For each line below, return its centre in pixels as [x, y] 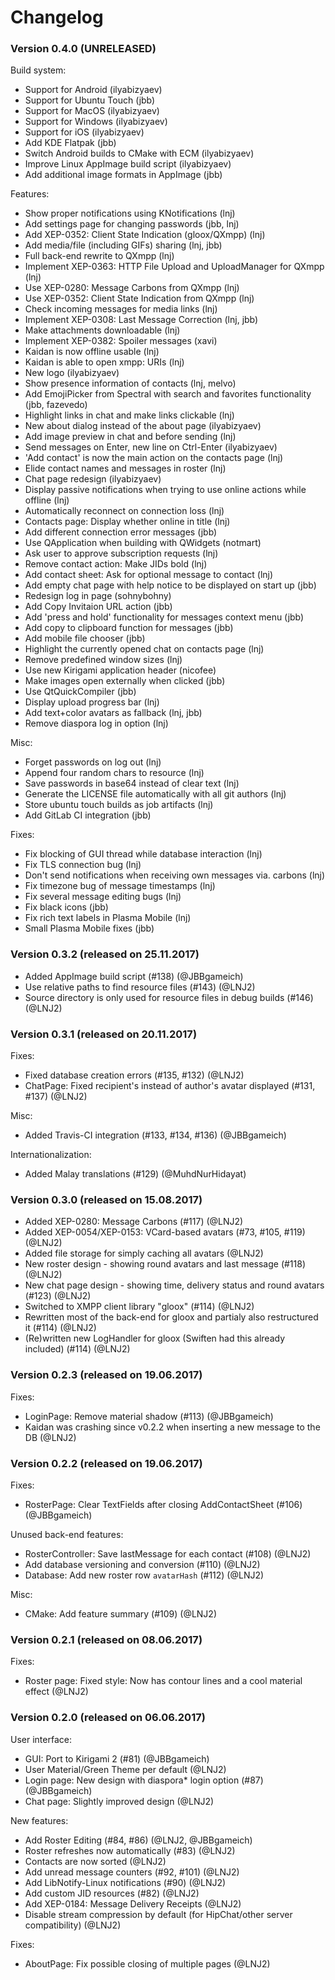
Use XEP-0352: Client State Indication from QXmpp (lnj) [139, 298]
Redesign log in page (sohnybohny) [98, 596]
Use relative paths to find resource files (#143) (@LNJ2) [140, 987]
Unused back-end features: [67, 1534]
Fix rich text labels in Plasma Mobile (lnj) [108, 918]
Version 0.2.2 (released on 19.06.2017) [106, 1463]
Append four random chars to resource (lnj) [114, 773]
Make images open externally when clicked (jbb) [125, 681]
